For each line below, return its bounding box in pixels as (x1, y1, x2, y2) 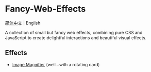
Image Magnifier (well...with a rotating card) (12, 61, 100, 67)
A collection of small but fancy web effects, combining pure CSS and (5, 29, 143, 35)
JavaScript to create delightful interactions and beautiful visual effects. (5, 35, 147, 41)
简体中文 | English (5, 20, 41, 26)
